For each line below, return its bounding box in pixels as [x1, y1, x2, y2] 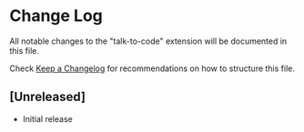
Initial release [22, 113, 73, 124]
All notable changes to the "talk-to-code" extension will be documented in [9, 36, 288, 46]
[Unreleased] [9, 89, 86, 105]
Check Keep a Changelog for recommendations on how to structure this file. [9, 63, 296, 74]
